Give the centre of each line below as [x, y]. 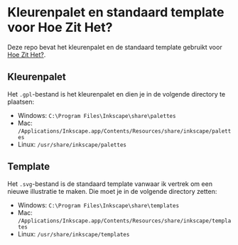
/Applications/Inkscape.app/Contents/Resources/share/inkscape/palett [124, 131]
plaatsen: [21, 102]
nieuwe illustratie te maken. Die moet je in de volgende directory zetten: [112, 191]
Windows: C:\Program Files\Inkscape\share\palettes [97, 115]
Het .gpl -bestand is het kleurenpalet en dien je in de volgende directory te [117, 94]
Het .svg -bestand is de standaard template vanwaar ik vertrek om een [110, 184]
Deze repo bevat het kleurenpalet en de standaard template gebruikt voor [115, 47]
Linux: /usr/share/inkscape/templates [74, 234]
